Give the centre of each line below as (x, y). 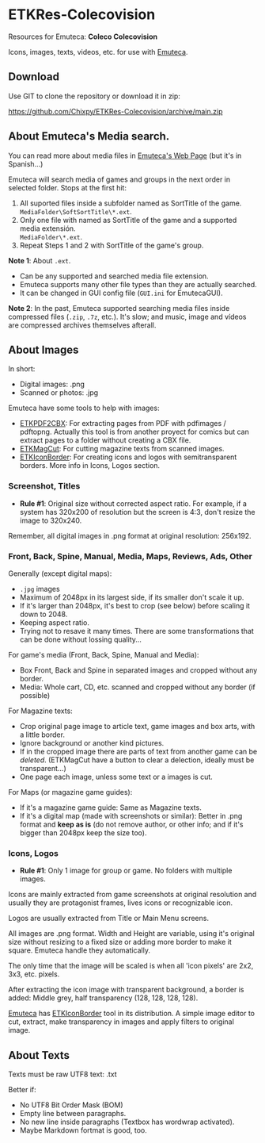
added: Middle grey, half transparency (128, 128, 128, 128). (103, 998)
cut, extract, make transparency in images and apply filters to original (121, 1022)
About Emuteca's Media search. (89, 136)
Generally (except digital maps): (60, 573)
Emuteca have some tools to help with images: (84, 408)
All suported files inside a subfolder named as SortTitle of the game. (131, 203)
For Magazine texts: (40, 711)
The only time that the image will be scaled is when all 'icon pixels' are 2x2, (131, 966)
